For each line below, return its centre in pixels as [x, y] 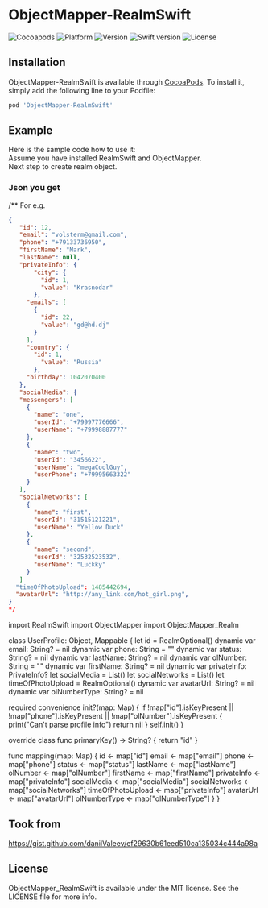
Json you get [34, 188]
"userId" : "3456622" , [70, 460]
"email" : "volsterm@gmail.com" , [73, 235]
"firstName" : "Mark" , [55, 250]
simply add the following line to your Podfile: [82, 90]
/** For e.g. [27, 205]
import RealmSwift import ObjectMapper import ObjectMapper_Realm [124, 625]
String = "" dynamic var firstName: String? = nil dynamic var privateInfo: [128, 666]
